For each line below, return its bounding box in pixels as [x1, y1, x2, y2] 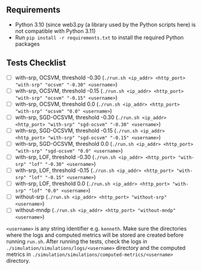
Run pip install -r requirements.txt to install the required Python [15, 33, 184, 41]
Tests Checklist [6, 58, 67, 68]
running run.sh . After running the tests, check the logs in [6, 238, 148, 245]
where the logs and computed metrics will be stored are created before [6, 231, 184, 239]
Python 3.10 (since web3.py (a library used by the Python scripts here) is [15, 21, 196, 28]
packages [15, 40, 41, 47]
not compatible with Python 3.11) [15, 27, 96, 35]
